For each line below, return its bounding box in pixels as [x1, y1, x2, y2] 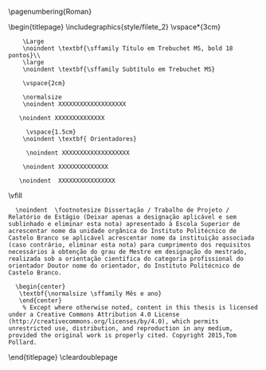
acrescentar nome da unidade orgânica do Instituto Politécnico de [8, 227, 237, 235]
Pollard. [8, 338, 37, 346]
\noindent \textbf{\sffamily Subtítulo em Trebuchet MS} [22, 65, 216, 73]
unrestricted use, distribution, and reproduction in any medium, [8, 325, 233, 333]
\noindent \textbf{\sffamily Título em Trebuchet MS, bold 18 [22, 45, 233, 53]
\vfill [8, 191, 22, 200]
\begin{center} [15, 282, 66, 290]
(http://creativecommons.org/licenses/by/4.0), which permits [8, 317, 219, 325]
